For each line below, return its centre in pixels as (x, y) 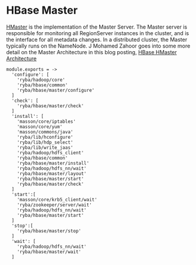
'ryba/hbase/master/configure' (56, 90)
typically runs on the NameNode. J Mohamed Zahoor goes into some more (98, 46)
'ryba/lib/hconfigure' (45, 137)
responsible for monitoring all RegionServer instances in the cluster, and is (98, 33)
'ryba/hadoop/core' (41, 80)
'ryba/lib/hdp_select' (45, 142)
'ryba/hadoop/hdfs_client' (50, 152)
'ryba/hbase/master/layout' (52, 173)
